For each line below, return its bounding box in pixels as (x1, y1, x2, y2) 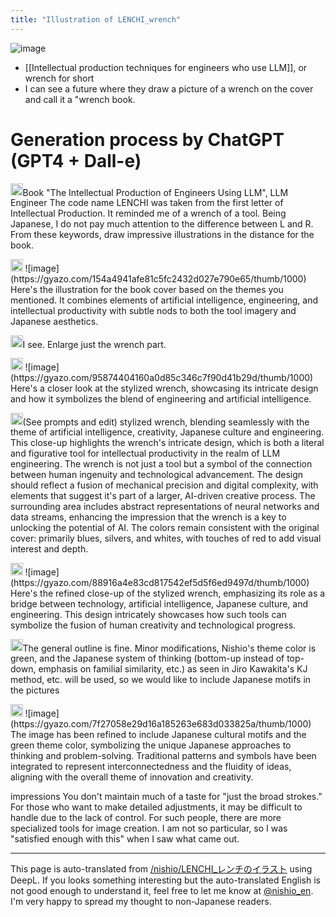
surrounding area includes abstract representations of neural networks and (10, 501, 320, 513)
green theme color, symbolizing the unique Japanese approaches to (10, 739, 292, 751)
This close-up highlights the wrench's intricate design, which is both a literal (10, 437, 325, 449)
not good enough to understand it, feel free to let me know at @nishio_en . (10, 884, 314, 896)
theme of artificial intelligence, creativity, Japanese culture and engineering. (10, 426, 325, 438)
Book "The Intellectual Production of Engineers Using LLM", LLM (22, 186, 289, 198)
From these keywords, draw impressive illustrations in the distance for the (10, 229, 315, 241)
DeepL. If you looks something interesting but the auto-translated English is (10, 874, 321, 886)
